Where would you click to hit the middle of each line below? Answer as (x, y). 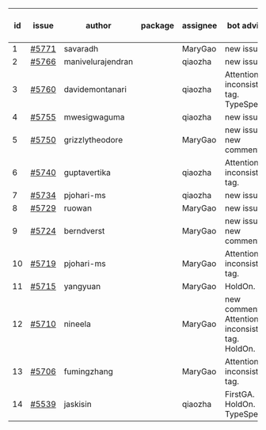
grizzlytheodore (93, 140)
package (158, 25)
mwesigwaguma (94, 117)
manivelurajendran (98, 61)
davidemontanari (95, 89)
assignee (199, 25)
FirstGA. (239, 394)
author (99, 25)
